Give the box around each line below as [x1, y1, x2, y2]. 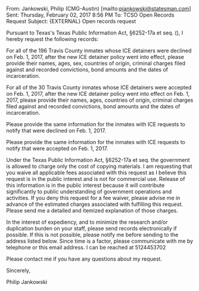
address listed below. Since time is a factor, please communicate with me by [6, 237, 194, 245]
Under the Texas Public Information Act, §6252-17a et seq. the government [6, 157, 190, 163]
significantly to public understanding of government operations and [6, 188, 172, 195]
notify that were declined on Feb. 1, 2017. [6, 127, 106, 134]
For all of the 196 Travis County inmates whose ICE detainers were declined [6, 47, 192, 54]
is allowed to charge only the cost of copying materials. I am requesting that [6, 163, 192, 170]
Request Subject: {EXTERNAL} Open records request [6, 18, 136, 24]
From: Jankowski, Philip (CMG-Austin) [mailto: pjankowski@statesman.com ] [6, 5, 192, 12]
